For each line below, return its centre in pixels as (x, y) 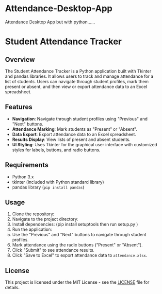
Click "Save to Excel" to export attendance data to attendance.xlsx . (80, 255)
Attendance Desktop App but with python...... (50, 22)
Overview (20, 60)
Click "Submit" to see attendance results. (53, 250)
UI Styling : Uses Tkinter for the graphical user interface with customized (85, 144)
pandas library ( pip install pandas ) (48, 187)
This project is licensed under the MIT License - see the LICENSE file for (77, 282)
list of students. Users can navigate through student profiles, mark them (77, 81)
